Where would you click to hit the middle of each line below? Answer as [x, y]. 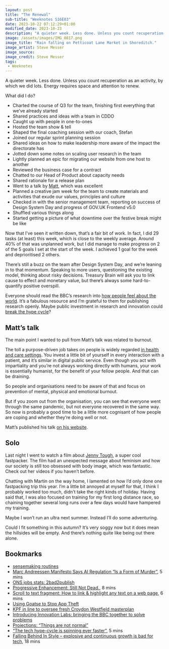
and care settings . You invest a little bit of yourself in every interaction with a [85, 355]
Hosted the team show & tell [42, 127]
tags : [11, 62]
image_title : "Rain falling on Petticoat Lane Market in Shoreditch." [81, 43]
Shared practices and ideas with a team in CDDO [63, 116]
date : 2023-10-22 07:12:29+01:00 [40, 24]
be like [19, 224]
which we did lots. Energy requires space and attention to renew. [73, 86]
